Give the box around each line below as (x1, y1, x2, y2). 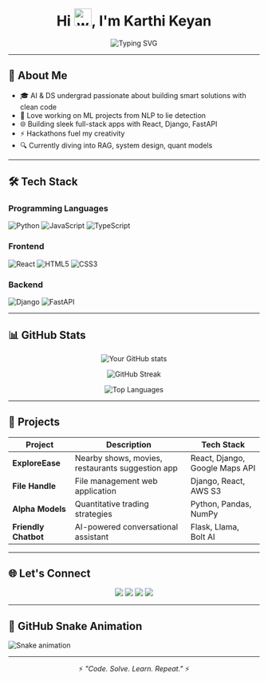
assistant (74, 531, 109, 542)
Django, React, (190, 475, 246, 486)
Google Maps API (190, 463, 256, 474)
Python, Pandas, (190, 498, 252, 510)
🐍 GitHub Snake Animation (8, 619, 143, 633)
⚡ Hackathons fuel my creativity (19, 128, 125, 138)
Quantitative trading (74, 498, 149, 510)
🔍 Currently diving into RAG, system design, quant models (19, 140, 213, 150)
